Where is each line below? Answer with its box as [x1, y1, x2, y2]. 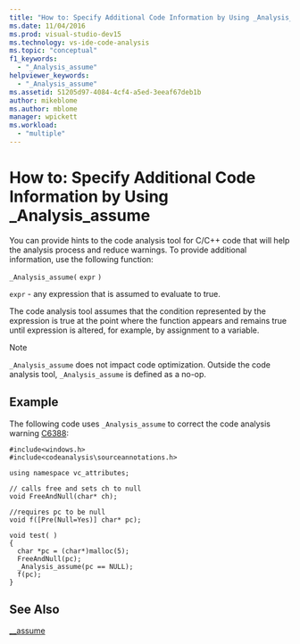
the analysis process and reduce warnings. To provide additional [9, 244, 247, 255]
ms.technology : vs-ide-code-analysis [9, 37, 150, 47]
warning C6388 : [9, 427, 70, 438]
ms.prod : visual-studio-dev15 [9, 29, 122, 38]
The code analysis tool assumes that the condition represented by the [9, 305, 266, 317]
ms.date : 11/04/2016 [9, 21, 87, 30]
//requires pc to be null [9, 508, 105, 516]
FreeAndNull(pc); [17, 554, 82, 563]
